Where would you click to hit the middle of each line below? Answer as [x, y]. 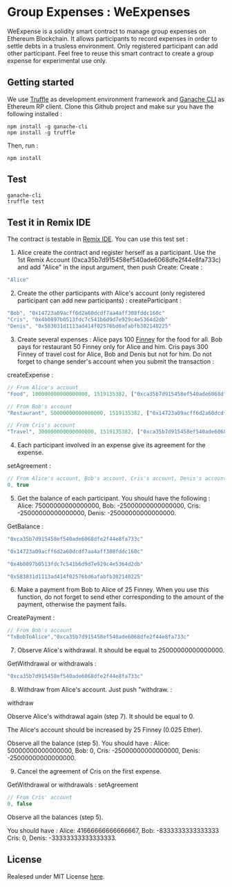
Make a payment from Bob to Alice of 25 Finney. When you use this [113, 590]
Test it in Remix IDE [49, 222]
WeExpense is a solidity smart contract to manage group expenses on [107, 31]
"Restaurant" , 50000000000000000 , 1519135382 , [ [78, 413]
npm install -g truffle [41, 132]
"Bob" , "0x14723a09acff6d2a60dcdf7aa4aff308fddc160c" [86, 313]
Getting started [41, 83]
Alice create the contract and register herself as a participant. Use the [116, 253]
